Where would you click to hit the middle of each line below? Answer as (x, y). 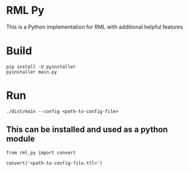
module (21, 139)
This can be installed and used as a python (87, 129)
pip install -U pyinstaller (41, 67)
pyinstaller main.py (32, 72)
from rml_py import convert (41, 152)
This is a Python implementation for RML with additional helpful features (94, 27)
